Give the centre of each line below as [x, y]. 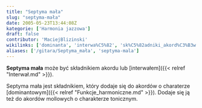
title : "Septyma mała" [35, 12]
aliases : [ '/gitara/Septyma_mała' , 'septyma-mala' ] [73, 51]
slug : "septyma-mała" [34, 17]
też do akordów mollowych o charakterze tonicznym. [72, 98]
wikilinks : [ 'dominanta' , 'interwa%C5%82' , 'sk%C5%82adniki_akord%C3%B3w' [103, 46]
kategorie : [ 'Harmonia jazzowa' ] [48, 28]
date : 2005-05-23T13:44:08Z [42, 23]
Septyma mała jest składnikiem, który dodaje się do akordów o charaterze [98, 86]
